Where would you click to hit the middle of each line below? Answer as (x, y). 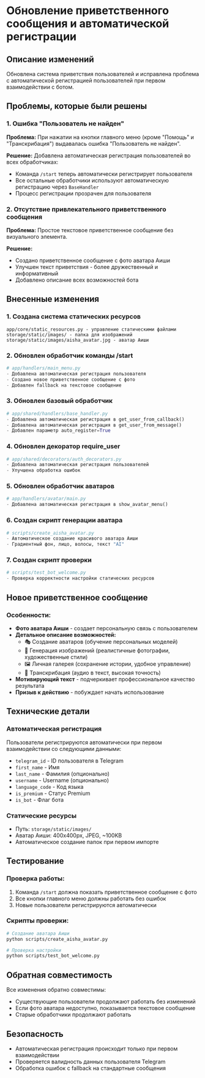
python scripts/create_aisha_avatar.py (57, 939)
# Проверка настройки (34, 950)
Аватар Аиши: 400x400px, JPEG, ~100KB (69, 835)
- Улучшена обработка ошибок (43, 470)
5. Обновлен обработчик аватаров (61, 486)
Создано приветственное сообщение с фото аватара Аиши (92, 260)
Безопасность (35, 1034)
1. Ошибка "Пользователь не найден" (65, 124)
